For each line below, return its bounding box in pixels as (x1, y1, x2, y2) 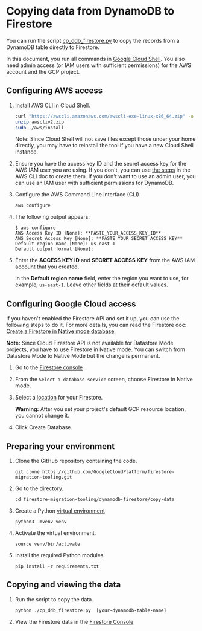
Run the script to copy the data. (14, 595, 93, 603)
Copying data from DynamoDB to (6, 4, 175, 18)
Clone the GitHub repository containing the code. (14, 458, 137, 464)
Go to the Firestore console (14, 364, 83, 371)
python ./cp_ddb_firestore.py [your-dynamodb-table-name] (14, 607, 167, 613)
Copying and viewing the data (6, 580, 121, 590)
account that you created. (14, 263, 80, 270)
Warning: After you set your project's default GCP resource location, (14, 406, 186, 413)
